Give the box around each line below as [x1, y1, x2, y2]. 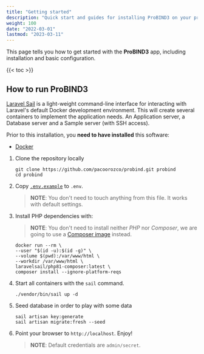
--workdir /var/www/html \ [15, 258, 84, 264]
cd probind [15, 171, 43, 178]
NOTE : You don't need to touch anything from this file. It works [30, 194, 188, 201]
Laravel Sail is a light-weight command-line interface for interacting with [6, 100, 187, 107]
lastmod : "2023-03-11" [6, 32, 64, 38]
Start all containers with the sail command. [15, 279, 124, 287]
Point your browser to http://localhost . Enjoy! [15, 329, 133, 337]
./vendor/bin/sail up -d [15, 291, 78, 298]
